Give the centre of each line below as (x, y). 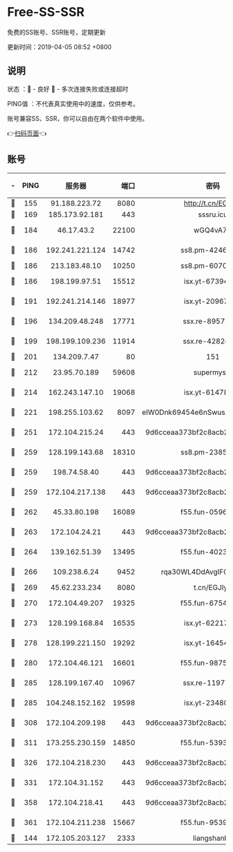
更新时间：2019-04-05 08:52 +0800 (60, 46)
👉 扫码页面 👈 (27, 133)
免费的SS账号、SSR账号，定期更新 (57, 32)
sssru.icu (213, 214)
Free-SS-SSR (46, 12)
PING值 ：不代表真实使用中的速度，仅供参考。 (73, 103)
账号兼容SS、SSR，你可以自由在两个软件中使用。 (78, 118)
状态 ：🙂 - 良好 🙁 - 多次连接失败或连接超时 (68, 89)
